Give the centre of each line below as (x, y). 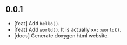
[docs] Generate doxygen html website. (61, 35)
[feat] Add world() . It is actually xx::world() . (68, 29)
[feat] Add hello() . (37, 23)
